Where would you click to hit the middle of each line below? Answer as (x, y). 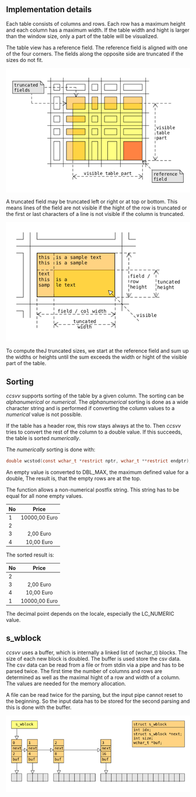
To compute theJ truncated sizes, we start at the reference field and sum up (97, 351)
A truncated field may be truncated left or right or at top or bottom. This (92, 201)
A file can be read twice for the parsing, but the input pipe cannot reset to (94, 695)
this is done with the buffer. (39, 707)
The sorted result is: (30, 555)
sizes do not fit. (25, 60)
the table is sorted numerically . (43, 438)
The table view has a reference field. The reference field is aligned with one (97, 47)
